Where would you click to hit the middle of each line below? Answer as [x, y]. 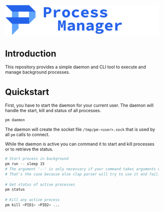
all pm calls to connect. [27, 135]
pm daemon [15, 120]
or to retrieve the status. [29, 149]
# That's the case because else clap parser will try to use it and [76, 174]
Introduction [31, 53]
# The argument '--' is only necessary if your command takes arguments [81, 169]
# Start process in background [37, 159]
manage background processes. [38, 72]
